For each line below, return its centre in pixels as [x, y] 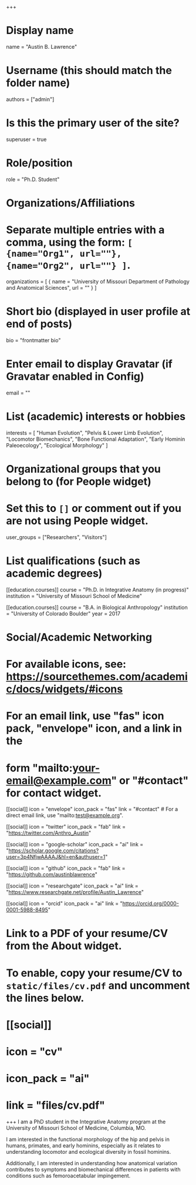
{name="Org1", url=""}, [64, 254]
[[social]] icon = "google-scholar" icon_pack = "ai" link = [75, 845]
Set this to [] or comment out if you [94, 508]
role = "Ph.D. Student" [33, 179]
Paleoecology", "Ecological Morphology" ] [57, 445]
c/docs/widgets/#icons [65, 689]
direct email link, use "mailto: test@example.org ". [65, 815]
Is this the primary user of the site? [93, 123]
